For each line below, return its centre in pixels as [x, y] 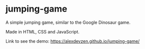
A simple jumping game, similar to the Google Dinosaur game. [68, 22]
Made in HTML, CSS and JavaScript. [43, 32]
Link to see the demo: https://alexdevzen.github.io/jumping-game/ [72, 41]
